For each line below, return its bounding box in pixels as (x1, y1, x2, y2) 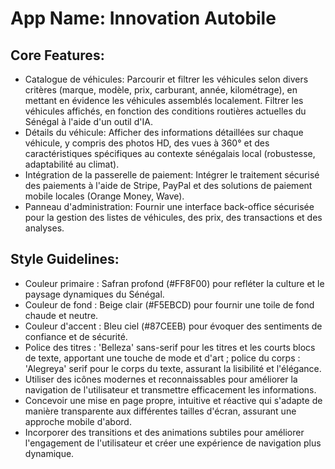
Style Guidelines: (10, 251, 120, 268)
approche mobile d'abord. (24, 415, 132, 427)
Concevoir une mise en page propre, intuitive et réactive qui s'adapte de (24, 394, 323, 406)
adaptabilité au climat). (24, 158, 120, 170)
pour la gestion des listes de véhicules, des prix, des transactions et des (24, 212, 323, 223)
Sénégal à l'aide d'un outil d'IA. (24, 116, 153, 127)
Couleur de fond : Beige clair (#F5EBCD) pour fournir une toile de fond (24, 298, 315, 311)
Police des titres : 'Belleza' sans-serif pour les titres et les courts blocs (24, 341, 316, 353)
